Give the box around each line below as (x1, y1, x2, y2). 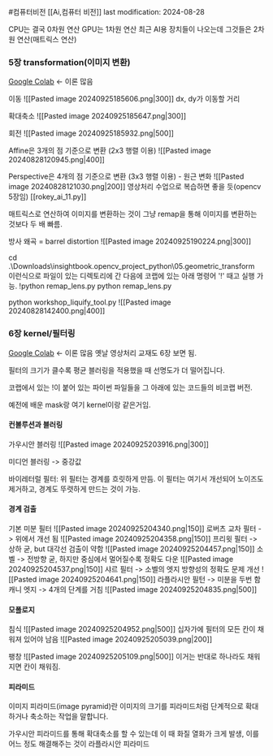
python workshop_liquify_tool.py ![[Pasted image (8, 297, 172, 307)
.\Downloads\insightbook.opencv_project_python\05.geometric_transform (8, 261, 255, 271)
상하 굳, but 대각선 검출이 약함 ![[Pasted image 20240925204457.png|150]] (8, 544, 255, 554)
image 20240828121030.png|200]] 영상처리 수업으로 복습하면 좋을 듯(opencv (8, 182, 262, 192)
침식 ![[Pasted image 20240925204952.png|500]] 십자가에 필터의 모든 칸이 (8, 624, 256, 634)
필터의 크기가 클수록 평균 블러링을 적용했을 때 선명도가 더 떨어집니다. (8, 365, 225, 375)
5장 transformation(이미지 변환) (8, 56, 131, 67)
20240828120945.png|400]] (8, 155, 106, 165)
